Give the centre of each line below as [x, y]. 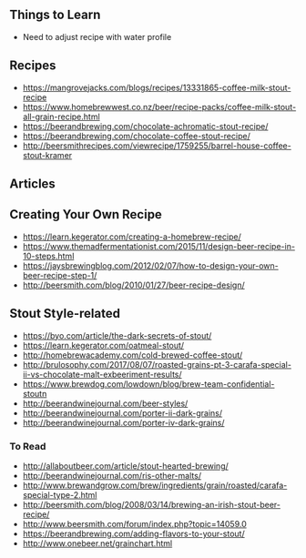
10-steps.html [48, 256]
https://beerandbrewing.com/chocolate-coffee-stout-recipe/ [136, 136]
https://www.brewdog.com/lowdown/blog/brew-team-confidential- [148, 384]
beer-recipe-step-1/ [60, 275]
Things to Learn [55, 15]
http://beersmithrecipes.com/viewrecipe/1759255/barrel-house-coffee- [157, 146]
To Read [28, 446]
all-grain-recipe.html [61, 117]
